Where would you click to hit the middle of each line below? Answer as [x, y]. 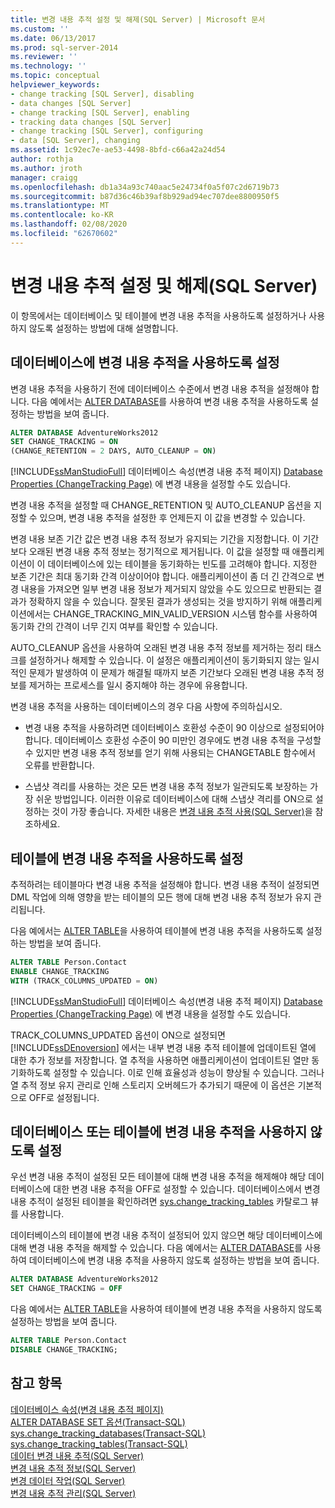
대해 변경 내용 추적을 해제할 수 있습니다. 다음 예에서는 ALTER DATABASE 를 [156, 1248]
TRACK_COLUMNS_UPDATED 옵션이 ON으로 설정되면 [118, 1035]
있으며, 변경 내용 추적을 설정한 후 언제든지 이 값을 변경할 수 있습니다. [172, 518]
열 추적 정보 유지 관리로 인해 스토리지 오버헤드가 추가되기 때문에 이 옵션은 [153, 1085]
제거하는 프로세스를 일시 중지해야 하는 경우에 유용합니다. [138, 685]
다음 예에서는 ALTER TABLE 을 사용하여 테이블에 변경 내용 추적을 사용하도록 [157, 930]
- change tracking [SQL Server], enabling [100, 112]
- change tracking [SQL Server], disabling [102, 94]
